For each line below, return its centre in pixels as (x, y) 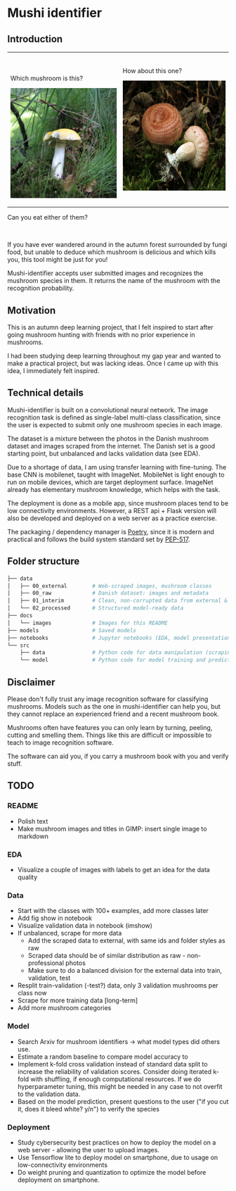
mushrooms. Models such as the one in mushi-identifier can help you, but (114, 706)
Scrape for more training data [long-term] (78, 1000)
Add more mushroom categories (64, 1008)
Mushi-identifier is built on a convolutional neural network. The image (108, 410)
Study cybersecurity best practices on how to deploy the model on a (117, 1142)
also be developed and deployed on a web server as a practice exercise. (112, 518)
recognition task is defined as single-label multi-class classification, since (114, 417)
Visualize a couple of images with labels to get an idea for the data (114, 869)
